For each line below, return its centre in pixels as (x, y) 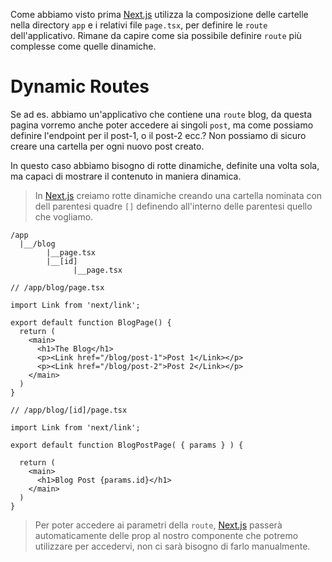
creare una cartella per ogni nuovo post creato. (107, 146)
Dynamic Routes (80, 86)
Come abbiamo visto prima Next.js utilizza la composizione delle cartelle (159, 14)
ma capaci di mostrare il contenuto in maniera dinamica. (126, 176)
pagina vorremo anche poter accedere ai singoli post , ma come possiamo (162, 125)
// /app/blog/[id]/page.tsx (69, 410)
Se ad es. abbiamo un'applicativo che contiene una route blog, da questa (161, 114)
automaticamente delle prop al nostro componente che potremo (166, 535)
